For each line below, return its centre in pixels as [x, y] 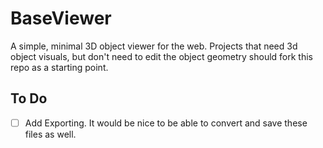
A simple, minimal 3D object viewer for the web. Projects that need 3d [154, 46]
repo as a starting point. [59, 67]
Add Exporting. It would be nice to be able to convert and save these [166, 123]
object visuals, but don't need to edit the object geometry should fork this [162, 56]
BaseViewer [61, 18]
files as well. [50, 134]
